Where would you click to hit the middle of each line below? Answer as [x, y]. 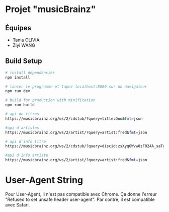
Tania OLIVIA [26, 40]
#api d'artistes [22, 128]
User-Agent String [44, 180]
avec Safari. [18, 205]
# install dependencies [30, 73]
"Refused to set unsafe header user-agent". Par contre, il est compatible [80, 199]
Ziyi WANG [24, 45]
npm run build [20, 105]
